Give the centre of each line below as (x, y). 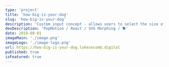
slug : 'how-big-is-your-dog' (36, 19)
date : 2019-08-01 (23, 33)
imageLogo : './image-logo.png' (38, 43)
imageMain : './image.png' (32, 38)
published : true (22, 52)
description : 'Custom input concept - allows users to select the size (82, 24)
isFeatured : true (23, 57)
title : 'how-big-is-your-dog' (37, 15)
